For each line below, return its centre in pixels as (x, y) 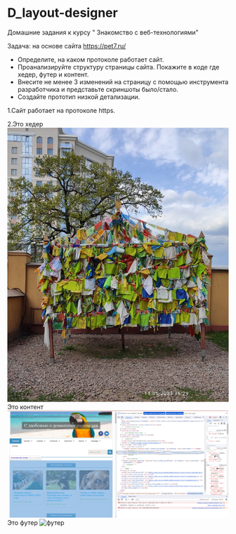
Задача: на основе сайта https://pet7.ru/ (67, 46)
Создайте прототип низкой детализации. (79, 97)
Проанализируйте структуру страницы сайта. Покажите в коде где (118, 67)
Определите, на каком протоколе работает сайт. (91, 59)
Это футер (23, 523)
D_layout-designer (63, 13)
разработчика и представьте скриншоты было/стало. (98, 89)
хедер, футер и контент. (53, 74)
